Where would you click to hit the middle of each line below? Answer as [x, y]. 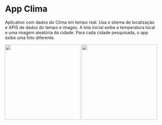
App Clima [26, 9]
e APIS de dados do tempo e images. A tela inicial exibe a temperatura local [80, 27]
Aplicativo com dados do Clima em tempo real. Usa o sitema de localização [80, 22]
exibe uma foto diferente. [30, 38]
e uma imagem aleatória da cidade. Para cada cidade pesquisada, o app [77, 32]
